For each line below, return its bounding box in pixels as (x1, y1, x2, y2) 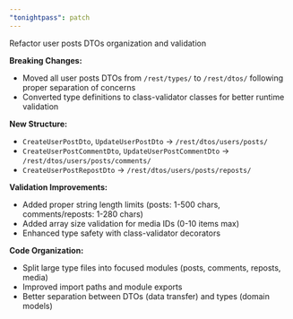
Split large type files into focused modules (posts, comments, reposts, (22, 262, 281, 273)
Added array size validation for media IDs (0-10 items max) (22, 218, 240, 228)
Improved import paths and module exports (22, 281, 183, 292)
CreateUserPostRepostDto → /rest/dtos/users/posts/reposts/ (22, 164, 252, 175)
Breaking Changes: (9, 55, 82, 65)
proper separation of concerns (22, 82, 136, 92)
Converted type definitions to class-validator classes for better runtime (22, 91, 285, 102)
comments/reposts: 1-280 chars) (22, 208, 143, 220)
